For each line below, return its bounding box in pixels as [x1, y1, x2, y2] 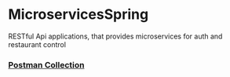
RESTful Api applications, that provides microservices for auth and [8, 31, 223, 41]
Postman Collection [8, 59, 85, 70]
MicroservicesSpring [8, 5, 149, 24]
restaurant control [8, 39, 67, 49]
